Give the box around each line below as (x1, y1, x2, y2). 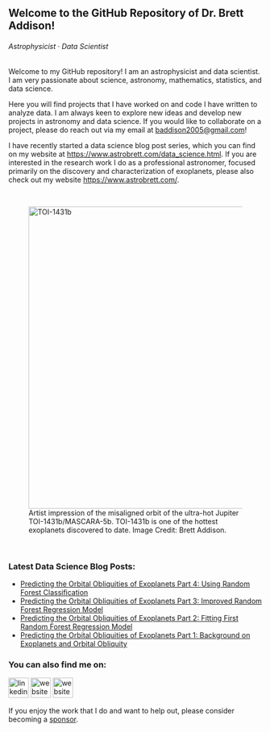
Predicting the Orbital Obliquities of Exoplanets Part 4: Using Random (19, 579, 251, 589)
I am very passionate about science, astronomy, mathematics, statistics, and (8, 75, 262, 85)
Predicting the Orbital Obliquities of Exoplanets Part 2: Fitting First (19, 613, 239, 622)
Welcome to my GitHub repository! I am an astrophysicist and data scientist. (8, 66, 260, 76)
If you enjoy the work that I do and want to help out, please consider (8, 706, 235, 716)
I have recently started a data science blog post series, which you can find (8, 140, 256, 150)
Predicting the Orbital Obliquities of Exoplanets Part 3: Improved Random (19, 596, 262, 606)
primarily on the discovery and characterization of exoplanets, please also (8, 166, 254, 176)
